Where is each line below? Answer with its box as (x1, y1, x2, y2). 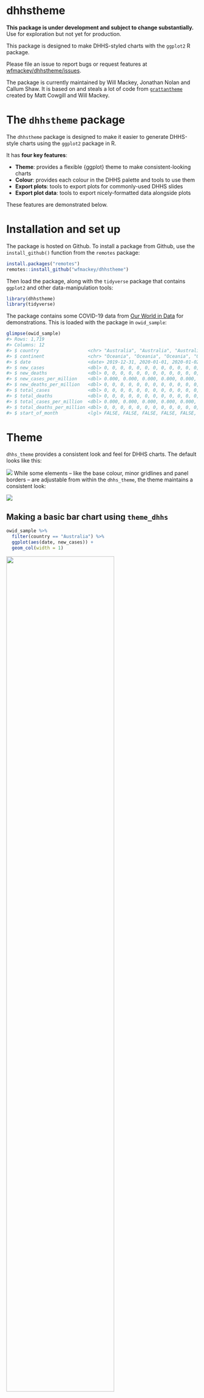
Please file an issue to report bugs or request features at (6, 60, 148, 68)
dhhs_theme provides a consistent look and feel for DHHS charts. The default (6, 450, 197, 458)
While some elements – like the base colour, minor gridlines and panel (13, 470, 189, 477)
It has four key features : (6, 151, 68, 158)
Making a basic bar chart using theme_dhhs (6, 511, 169, 522)
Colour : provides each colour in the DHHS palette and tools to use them (15, 176, 195, 183)
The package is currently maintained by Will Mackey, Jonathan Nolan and (6, 79, 191, 86)
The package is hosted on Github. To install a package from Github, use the (6, 242, 195, 250)
